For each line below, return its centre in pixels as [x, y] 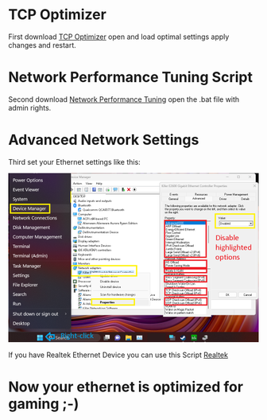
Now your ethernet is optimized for [126, 387]
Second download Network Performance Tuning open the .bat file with [124, 99]
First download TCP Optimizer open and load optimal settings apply [119, 37]
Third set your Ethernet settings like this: [74, 161]
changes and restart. [43, 45]
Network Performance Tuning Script [130, 78]
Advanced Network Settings [104, 140]
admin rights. [30, 107]
